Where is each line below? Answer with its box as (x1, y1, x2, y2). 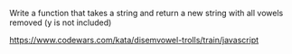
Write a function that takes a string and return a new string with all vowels (9, 8, 284, 18)
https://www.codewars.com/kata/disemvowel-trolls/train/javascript (9, 35, 259, 45)
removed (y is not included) (9, 17, 112, 28)
